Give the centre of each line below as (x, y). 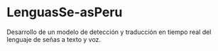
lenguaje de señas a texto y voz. (54, 39)
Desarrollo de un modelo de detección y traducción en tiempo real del (109, 32)
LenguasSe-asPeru (65, 12)
